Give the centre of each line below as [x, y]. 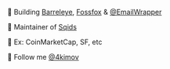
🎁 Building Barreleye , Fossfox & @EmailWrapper [85, 12]
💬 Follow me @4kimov [43, 57]
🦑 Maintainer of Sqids [42, 27]
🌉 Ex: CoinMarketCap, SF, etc [55, 42]
